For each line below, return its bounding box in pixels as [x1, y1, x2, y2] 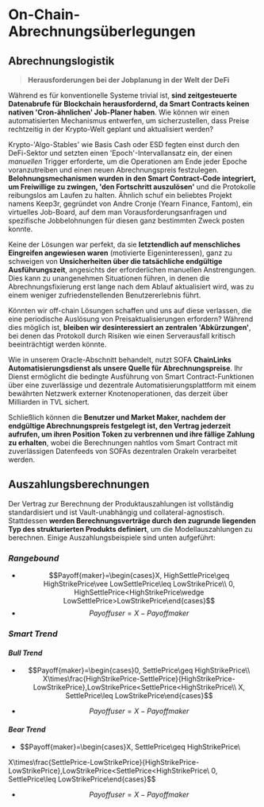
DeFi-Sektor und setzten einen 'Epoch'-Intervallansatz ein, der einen [8, 149, 232, 157]
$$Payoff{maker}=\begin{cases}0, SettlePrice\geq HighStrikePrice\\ [28, 665, 251, 675]
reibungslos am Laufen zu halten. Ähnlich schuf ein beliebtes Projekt [8, 191, 232, 200]
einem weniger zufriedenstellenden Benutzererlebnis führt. [8, 290, 201, 300]
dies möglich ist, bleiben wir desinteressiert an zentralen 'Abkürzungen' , [8, 323, 251, 332]
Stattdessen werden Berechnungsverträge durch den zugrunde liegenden [8, 515, 256, 526]
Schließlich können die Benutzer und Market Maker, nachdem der [8, 413, 226, 422]
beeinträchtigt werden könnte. [8, 339, 107, 349]
